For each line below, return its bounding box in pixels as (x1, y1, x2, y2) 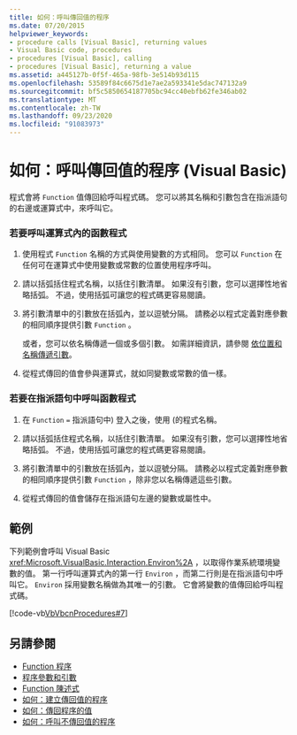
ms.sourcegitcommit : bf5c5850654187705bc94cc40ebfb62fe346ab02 (9, 87, 247, 96)
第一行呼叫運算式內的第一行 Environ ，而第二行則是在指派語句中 (42, 568, 276, 579)
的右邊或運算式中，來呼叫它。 (9, 203, 118, 213)
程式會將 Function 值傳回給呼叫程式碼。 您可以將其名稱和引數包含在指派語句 (9, 191, 288, 202)
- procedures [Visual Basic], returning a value (9, 63, 192, 72)
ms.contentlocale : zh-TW (9, 103, 101, 112)
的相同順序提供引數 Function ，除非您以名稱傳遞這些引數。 (21, 474, 237, 485)
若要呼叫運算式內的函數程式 (9, 226, 127, 239)
